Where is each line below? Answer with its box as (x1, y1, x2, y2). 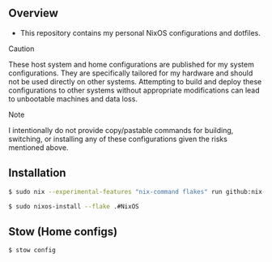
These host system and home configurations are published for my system (8, 59, 255, 69)
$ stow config (8, 247, 57, 255)
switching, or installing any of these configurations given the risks (8, 134, 228, 144)
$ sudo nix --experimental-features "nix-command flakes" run (8, 187, 223, 195)
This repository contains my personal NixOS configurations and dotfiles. (19, 28, 261, 37)
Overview (8, 6, 59, 20)
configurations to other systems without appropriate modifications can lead (8, 85, 261, 95)
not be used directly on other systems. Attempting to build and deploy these (8, 76, 262, 86)
